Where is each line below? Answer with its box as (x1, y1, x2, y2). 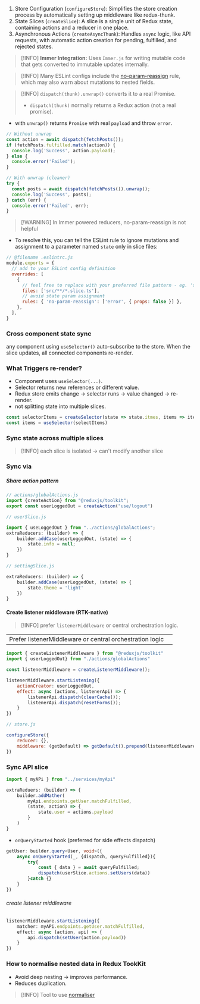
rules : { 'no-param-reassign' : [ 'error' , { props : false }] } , (21, 299, 183, 305)
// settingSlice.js (6, 563, 55, 569)
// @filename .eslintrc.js (6, 255, 73, 261)
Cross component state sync (6, 330, 92, 338)
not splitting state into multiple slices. (14, 403, 106, 410)
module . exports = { (6, 260, 55, 266)
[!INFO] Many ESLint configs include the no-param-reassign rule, (20, 73, 181, 79)
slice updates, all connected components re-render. (6, 349, 133, 356)
